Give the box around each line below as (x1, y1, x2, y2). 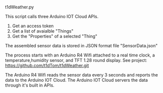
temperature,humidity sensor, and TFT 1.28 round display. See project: (5, 57, 147, 63)
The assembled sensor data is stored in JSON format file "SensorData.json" (5, 43, 158, 48)
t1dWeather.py (5, 4, 34, 10)
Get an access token (12, 23, 54, 29)
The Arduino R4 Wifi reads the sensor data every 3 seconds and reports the (5, 72, 158, 77)
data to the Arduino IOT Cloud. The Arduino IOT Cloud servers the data (5, 77, 148, 83)
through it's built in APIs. (5, 82, 55, 88)
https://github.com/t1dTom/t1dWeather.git (5, 63, 89, 68)
